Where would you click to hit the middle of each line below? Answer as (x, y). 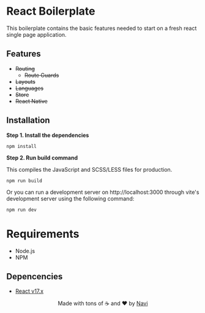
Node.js (25, 251)
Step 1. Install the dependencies (48, 135)
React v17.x (29, 291)
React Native (31, 101)
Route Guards (42, 75)
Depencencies (35, 276)
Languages (29, 88)
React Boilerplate (51, 11)
